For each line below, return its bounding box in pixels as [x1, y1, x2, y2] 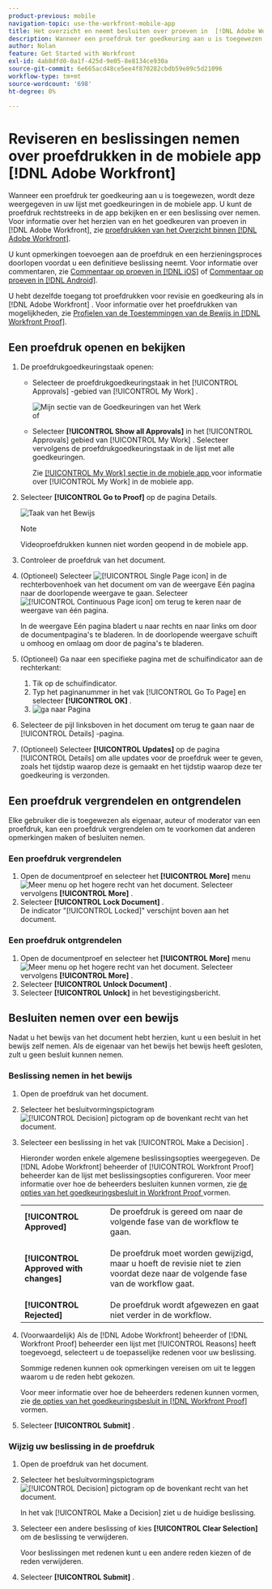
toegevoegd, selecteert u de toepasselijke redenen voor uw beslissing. [19, 1347, 257, 1357]
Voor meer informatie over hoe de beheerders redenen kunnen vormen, [19, 1387, 259, 1397]
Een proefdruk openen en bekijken [8, 340, 186, 354]
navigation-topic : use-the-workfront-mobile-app [8, 19, 176, 28]
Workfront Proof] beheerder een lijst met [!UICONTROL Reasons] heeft [19, 1338, 257, 1348]
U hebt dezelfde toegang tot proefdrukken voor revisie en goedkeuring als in [8, 291, 264, 301]
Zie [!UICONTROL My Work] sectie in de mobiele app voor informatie [32, 468, 262, 478]
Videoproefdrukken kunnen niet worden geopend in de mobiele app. [19, 540, 249, 549]
